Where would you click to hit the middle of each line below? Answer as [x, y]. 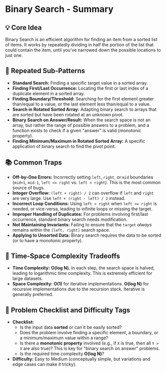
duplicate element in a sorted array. [49, 93]
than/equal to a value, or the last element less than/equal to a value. [82, 104]
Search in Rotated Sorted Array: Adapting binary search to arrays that [84, 109]
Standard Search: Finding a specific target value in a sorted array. [80, 83]
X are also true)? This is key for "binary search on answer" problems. [90, 349]
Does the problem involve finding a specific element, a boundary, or [89, 333]
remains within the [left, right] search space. [61, 230]
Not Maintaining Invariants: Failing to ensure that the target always [82, 224]
